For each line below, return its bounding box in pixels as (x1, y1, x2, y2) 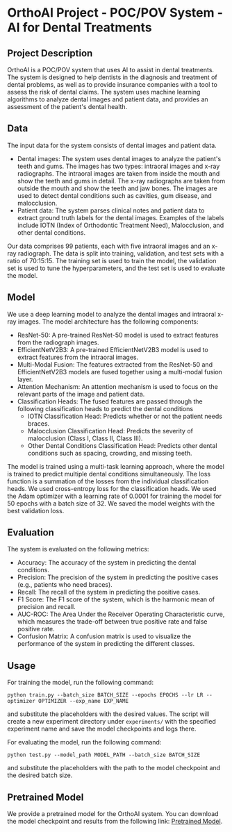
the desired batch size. (7, 771, 73, 779)
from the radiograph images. (17, 338, 99, 347)
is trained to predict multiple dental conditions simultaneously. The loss (7, 469, 210, 478)
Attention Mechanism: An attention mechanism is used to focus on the (17, 382, 219, 390)
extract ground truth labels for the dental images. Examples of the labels (17, 213, 224, 222)
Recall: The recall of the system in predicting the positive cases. (17, 588, 201, 597)
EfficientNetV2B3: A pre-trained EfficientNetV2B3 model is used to (17, 345, 208, 353)
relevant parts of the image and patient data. (17, 390, 145, 398)
